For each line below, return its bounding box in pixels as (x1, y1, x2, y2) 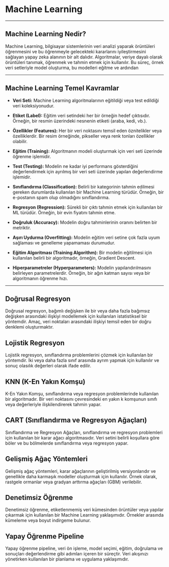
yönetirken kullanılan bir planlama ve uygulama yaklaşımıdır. (5, 556, 129, 562)
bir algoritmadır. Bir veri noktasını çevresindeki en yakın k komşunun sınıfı (5, 396, 157, 402)
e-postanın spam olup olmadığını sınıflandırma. (12, 194, 110, 200)
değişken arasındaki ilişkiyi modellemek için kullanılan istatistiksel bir (5, 313, 147, 320)
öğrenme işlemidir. (12, 153, 51, 159)
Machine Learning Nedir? (5, 30, 87, 38)
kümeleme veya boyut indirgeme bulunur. (5, 518, 92, 524)
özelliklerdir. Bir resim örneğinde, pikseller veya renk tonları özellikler (12, 133, 155, 139)
